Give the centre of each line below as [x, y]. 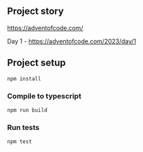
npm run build [27, 110]
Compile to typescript [44, 96]
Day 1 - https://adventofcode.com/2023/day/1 [71, 41]
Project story [35, 11]
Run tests [23, 127]
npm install [24, 78]
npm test [20, 142]
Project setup [37, 63]
